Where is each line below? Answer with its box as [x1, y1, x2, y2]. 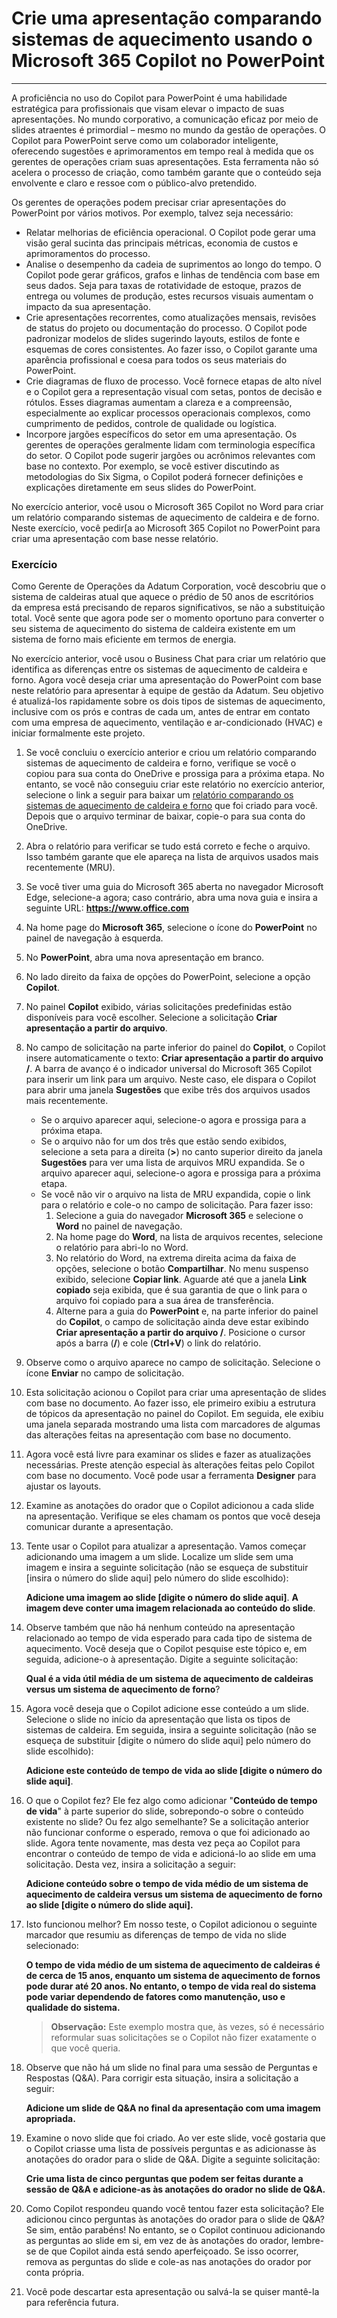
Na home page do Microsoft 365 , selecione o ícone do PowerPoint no [25, 922, 318, 934]
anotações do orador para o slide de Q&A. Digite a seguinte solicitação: [25, 2153, 321, 2166]
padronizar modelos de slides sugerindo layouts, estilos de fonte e [25, 332, 301, 344]
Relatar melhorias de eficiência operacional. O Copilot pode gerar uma [25, 226, 316, 238]
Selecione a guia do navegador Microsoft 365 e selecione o [55, 1210, 304, 1222]
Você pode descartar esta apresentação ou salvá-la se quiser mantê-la [25, 2286, 320, 2298]
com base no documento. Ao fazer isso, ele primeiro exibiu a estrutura [25, 1397, 316, 1409]
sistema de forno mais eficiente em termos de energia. [11, 633, 237, 646]
